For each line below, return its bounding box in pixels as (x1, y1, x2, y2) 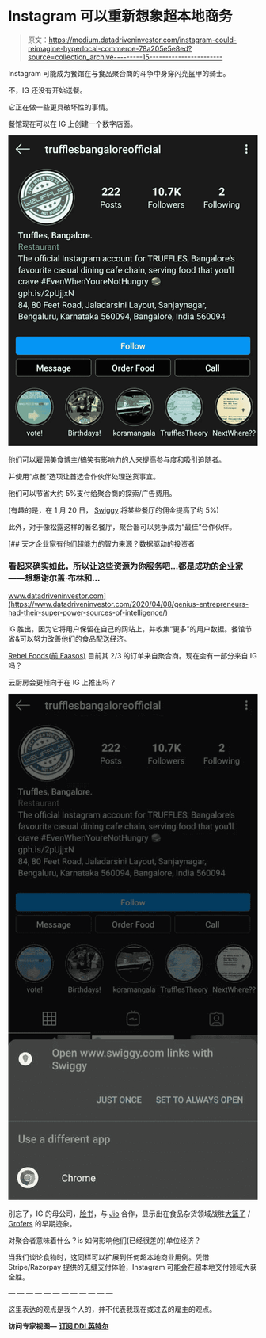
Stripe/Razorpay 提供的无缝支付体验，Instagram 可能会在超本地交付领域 (8, 1263, 244, 1272)
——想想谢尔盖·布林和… (8, 572, 101, 583)
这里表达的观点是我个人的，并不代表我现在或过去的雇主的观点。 (8, 1305, 216, 1314)
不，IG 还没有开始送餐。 (8, 85, 87, 95)
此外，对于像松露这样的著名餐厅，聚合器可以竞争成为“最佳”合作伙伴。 (8, 522, 237, 532)
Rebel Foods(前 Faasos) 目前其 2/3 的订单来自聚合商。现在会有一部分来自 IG (8, 651, 257, 661)
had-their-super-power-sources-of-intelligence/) (8, 608, 168, 618)
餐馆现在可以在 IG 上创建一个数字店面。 (8, 119, 138, 128)
